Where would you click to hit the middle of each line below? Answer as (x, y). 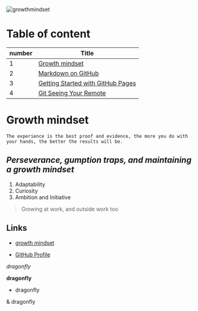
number (21, 53)
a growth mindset (40, 170)
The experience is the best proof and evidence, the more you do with (97, 136)
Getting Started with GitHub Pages (87, 83)
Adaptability (30, 184)
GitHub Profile (32, 255)
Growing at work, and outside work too (70, 209)
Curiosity (26, 191)
